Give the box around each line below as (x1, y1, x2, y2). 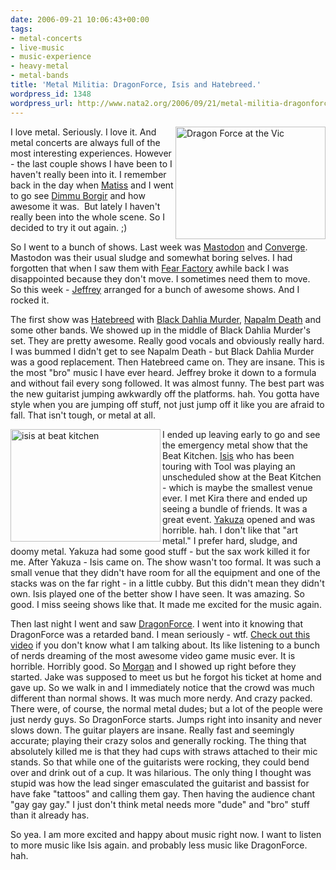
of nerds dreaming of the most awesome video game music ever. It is (10, 649, 296, 661)
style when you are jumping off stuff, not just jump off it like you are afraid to (10, 398, 325, 410)
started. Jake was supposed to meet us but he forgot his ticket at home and (10, 671, 322, 683)
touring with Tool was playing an (162, 460, 296, 472)
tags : (10, 24, 33, 34)
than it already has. (10, 809, 90, 821)
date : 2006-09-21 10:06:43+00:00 (10, 14, 150, 25)
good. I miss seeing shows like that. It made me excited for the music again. (10, 598, 322, 610)
